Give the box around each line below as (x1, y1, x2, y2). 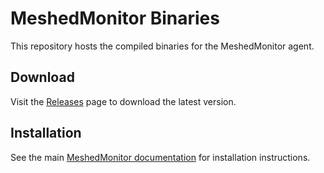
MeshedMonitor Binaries (10, 7, 220, 30)
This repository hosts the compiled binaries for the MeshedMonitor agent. (10, 40, 315, 52)
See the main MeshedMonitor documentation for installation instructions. (10, 151, 311, 163)
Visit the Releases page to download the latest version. (10, 95, 237, 107)
